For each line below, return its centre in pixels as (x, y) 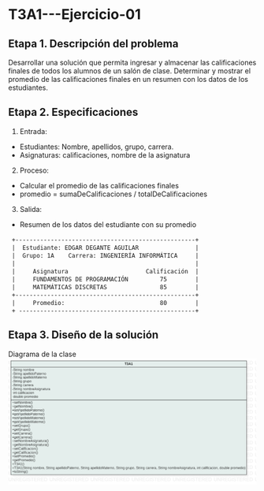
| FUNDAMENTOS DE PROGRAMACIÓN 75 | (105, 279)
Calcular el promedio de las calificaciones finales (99, 185)
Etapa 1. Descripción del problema (93, 44)
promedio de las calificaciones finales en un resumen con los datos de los (128, 79)
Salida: (30, 209)
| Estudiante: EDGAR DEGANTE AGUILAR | (105, 247)
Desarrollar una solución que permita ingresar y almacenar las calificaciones (132, 62)
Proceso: (34, 170)
